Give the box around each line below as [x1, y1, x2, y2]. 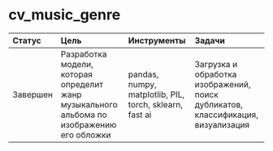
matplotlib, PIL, [128, 89, 185, 100]
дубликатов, [194, 99, 244, 110]
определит [60, 78, 104, 90]
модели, [60, 58, 93, 69]
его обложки [60, 129, 111, 141]
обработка [194, 69, 237, 80]
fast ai [128, 109, 152, 120]
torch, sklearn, [128, 99, 183, 110]
